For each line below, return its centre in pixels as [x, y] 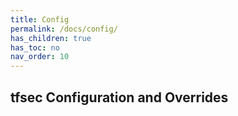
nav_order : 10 [40, 57]
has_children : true [51, 38]
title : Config [40, 19]
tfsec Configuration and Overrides [119, 97]
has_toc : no [35, 47]
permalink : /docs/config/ [64, 29]
